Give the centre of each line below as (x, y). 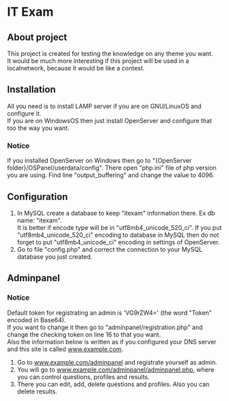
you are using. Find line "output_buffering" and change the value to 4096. (111, 175)
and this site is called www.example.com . (65, 349)
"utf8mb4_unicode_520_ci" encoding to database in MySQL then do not (118, 235)
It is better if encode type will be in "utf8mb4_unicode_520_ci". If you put (119, 227)
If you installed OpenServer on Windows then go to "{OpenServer (99, 161)
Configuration (38, 197)
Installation (31, 90)
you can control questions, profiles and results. (83, 376)
